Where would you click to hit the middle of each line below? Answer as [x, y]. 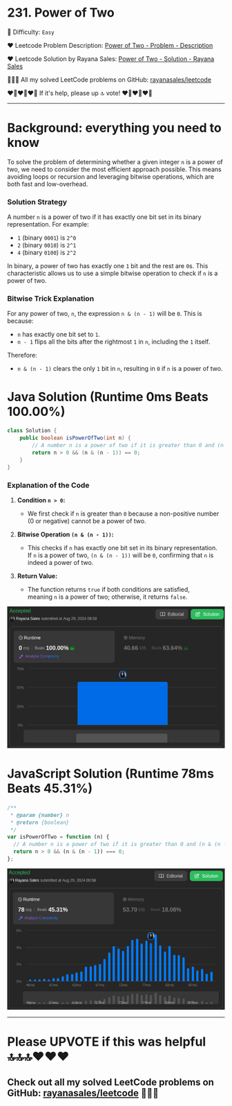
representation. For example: [48, 225]
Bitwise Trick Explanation [51, 299]
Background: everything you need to [115, 128]
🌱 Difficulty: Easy [31, 32]
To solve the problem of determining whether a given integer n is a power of [115, 161]
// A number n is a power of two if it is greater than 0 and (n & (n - [120, 844]
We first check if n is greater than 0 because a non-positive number [123, 513]
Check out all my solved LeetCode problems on [110, 1082]
